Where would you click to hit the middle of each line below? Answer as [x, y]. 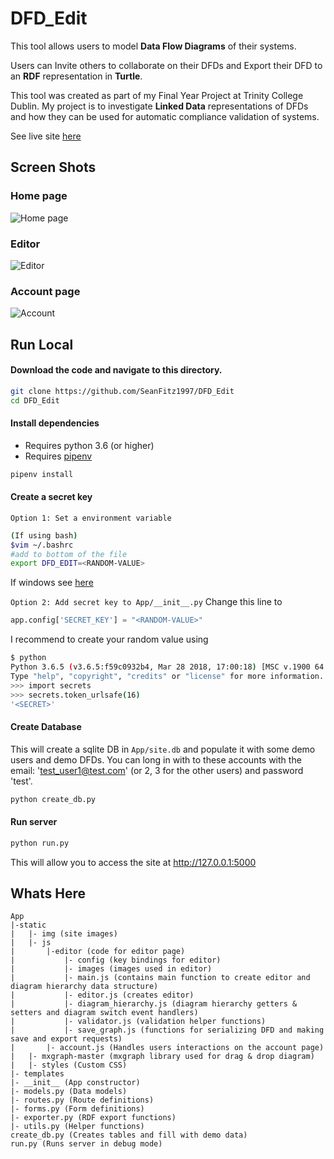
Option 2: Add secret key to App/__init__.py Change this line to [146, 602]
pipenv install [42, 474]
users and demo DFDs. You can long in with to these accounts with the [156, 759]
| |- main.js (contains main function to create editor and [160, 978]
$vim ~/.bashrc [42, 545]
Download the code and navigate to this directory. [116, 370]
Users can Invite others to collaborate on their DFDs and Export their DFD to [166, 65]
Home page [39, 196]
